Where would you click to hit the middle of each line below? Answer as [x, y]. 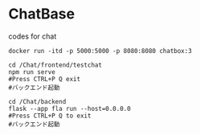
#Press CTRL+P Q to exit [50, 116]
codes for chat [33, 36]
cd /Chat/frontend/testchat [55, 65]
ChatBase [41, 14]
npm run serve [32, 72]
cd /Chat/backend [37, 101]
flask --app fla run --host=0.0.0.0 [69, 108]
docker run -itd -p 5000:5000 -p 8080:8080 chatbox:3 [100, 51]
